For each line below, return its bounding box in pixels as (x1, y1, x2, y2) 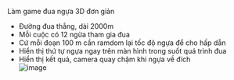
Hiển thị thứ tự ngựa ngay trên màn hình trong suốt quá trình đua (18, 47, 227, 55)
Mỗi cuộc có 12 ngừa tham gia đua (18, 30, 131, 39)
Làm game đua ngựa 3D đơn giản (7, 7, 115, 16)
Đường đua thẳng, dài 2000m (18, 22, 114, 30)
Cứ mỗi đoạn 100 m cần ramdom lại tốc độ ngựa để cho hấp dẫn (18, 38, 226, 47)
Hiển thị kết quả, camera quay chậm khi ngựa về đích (18, 54, 191, 64)
